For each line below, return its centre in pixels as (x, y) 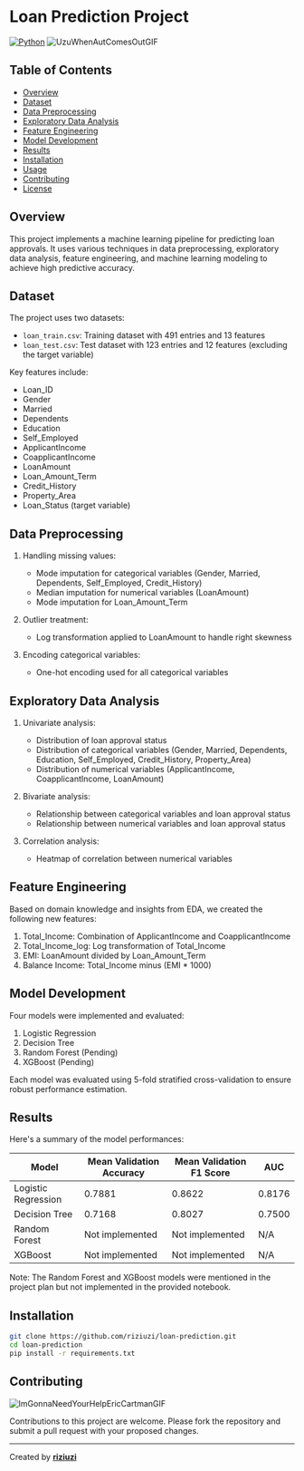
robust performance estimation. (68, 1089)
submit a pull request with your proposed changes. (104, 1430)
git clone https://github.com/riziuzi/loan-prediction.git (123, 1337)
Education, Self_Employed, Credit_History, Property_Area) (143, 760)
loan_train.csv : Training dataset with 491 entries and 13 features (143, 335)
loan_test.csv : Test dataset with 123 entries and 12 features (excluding (155, 345)
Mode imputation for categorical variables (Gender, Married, (148, 574)
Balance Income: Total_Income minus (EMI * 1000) (117, 965)
